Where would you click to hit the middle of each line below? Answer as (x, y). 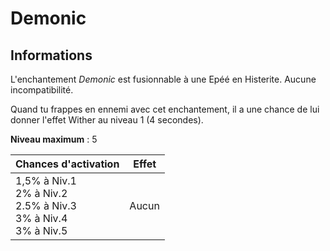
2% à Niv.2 (41, 193)
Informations (51, 55)
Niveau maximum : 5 (54, 139)
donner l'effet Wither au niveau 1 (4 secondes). (107, 120)
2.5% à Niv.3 (46, 205)
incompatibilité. (42, 90)
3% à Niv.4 (41, 218)
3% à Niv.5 (41, 230)
